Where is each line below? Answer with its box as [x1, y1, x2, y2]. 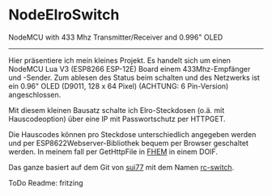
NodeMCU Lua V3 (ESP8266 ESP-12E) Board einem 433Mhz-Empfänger [8, 64, 251, 73]
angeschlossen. [8, 90, 62, 99]
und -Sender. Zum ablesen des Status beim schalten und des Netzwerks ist [8, 73, 261, 82]
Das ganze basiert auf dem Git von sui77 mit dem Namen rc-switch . [8, 162, 235, 172]
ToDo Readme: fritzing [8, 177, 83, 187]
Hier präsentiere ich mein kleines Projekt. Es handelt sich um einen [8, 55, 231, 65]
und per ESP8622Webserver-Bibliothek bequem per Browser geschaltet [8, 138, 249, 148]
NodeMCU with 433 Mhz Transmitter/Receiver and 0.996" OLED [8, 32, 223, 42]
